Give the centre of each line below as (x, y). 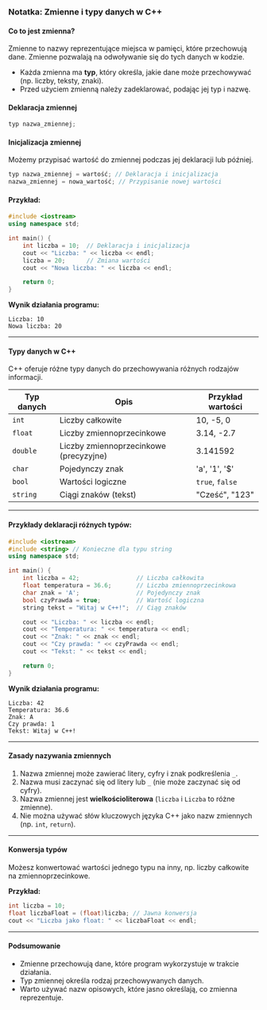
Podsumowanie (35, 946)
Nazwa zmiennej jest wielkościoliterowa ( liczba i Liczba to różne (127, 799)
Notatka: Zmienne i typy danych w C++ (85, 12)
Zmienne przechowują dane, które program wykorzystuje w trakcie (130, 963)
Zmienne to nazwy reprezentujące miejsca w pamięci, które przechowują (128, 48)
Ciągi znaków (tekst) (98, 495)
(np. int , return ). (48, 824)
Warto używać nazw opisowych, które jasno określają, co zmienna (128, 989)
